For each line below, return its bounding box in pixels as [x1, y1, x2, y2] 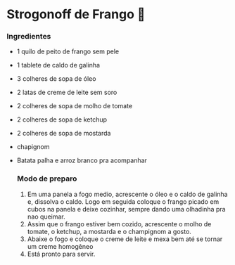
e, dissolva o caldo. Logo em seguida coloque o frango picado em [27, 197, 220, 206]
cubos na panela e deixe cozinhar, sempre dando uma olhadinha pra [27, 205, 226, 213]
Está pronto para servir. [27, 250, 96, 258]
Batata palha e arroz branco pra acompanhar [16, 156, 147, 164]
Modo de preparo [16, 174, 77, 183]
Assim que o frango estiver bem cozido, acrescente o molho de [27, 219, 212, 228]
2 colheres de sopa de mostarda [16, 129, 111, 138]
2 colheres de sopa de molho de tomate [16, 102, 133, 110]
